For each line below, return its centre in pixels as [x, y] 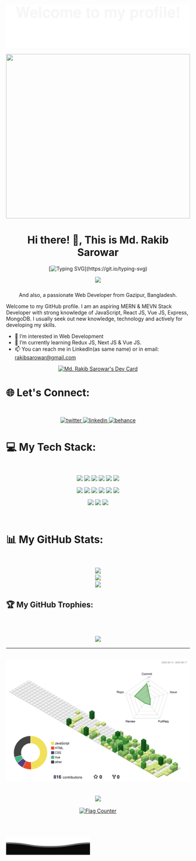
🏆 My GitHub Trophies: [50, 605]
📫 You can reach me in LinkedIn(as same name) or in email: [87, 349]
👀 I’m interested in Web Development [59, 336]
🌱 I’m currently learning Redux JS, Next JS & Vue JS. [78, 343]
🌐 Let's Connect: [48, 393]
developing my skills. [31, 325]
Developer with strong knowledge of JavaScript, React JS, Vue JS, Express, [97, 313]
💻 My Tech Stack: [51, 447]
